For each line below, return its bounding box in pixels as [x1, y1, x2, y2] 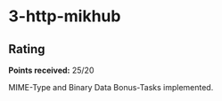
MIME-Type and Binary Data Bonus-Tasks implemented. [8, 82, 214, 92]
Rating [8, 42, 45, 57]
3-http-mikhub [8, 6, 121, 27]
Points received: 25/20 [8, 65, 95, 75]
